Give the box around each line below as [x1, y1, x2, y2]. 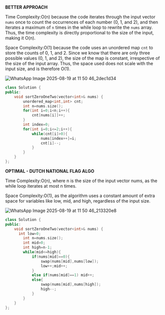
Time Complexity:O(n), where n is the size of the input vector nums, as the [5, 178, 158, 184]
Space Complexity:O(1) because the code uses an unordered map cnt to [5, 45, 153, 50]
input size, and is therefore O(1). [5, 66, 71, 72]
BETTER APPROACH [5, 4, 48, 10]
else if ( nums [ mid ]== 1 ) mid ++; [31, 273, 94, 278]
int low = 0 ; [18, 231, 41, 236]
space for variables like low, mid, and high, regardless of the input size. [5, 198, 151, 204]
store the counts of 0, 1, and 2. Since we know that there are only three [5, 50, 150, 56]
